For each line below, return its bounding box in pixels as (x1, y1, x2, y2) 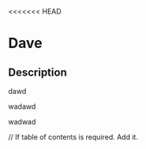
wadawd (8, 102, 36, 111)
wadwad (8, 117, 36, 126)
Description (8, 65, 67, 79)
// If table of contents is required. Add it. (8, 132, 138, 141)
